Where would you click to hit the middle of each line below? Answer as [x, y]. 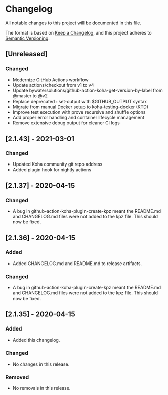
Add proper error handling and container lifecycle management [78, 117]
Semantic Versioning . [27, 38]
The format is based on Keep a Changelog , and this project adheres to [78, 32]
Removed [17, 377]
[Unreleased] [27, 54]
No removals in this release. [41, 388]
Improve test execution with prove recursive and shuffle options [79, 112]
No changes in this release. [41, 364]
